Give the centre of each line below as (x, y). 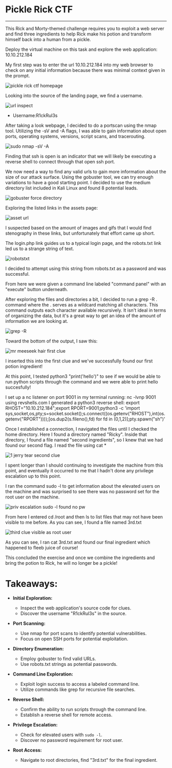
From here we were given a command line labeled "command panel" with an (86, 284)
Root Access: (27, 750)
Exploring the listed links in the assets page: (52, 208)
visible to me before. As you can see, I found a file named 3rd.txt (73, 522)
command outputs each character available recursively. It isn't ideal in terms (86, 310)
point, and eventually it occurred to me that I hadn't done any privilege (79, 470)
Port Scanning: (29, 623)
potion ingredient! (24, 366)
